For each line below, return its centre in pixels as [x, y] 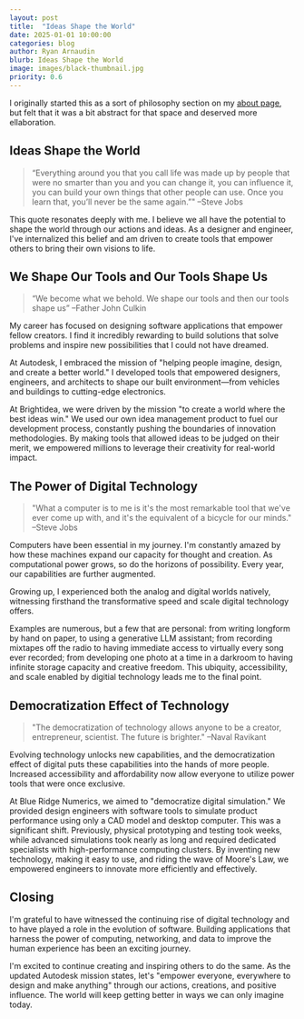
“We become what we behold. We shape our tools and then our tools [160, 299]
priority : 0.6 [36, 77]
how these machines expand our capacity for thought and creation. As [141, 554]
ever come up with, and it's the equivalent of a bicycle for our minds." [162, 518]
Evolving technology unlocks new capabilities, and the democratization [142, 754]
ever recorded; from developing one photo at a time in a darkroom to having [151, 658]
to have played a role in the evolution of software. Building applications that [150, 929]
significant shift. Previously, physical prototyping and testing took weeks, [146, 830]
